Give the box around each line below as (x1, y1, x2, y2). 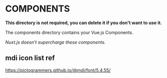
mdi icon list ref (5, 54, 55, 62)
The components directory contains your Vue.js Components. (5, 29, 134, 35)
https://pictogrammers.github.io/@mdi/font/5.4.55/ (5, 67, 111, 73)
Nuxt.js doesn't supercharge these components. (5, 39, 106, 45)
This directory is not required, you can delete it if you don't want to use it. (5, 20, 162, 26)
